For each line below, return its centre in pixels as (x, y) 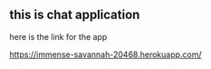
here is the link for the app (58, 36)
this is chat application (75, 15)
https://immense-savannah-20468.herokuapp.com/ (105, 54)
